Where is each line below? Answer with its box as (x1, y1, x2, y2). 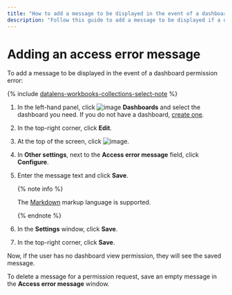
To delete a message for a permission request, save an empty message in (7, 272, 217, 280)
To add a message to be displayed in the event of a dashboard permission (7, 69, 218, 77)
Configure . (17, 158, 50, 166)
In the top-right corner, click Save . (17, 238, 115, 247)
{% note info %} (17, 184, 64, 193)
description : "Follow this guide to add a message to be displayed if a (7, 17, 221, 23)
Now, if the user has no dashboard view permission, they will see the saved (7, 251, 222, 260)
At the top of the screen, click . (17, 137, 130, 146)
